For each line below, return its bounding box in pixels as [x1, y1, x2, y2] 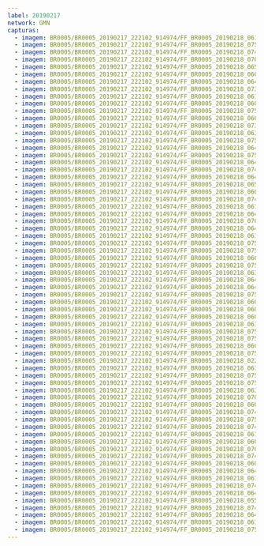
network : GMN [7, 19, 50, 27]
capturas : [7, 26, 40, 34]
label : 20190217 [7, 11, 61, 20]
